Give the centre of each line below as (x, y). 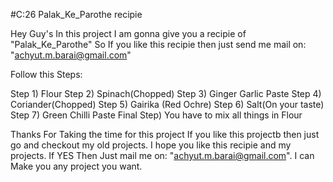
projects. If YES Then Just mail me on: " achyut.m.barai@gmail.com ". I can (162, 155)
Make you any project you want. (76, 166)
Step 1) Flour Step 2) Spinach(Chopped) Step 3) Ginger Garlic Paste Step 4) (166, 93)
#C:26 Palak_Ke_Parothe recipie (76, 14)
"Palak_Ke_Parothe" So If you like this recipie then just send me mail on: (158, 44)
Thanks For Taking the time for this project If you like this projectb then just (165, 134)
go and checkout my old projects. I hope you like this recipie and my (151, 145)
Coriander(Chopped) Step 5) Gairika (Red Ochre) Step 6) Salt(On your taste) (167, 104)
